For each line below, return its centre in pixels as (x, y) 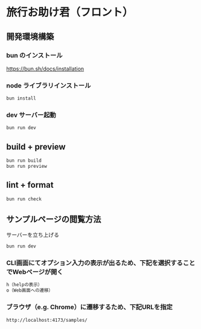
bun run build (24, 161)
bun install (21, 98)
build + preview (36, 146)
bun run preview (27, 166)
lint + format (30, 185)
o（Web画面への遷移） (30, 290)
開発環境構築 (30, 37)
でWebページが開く (35, 272)
